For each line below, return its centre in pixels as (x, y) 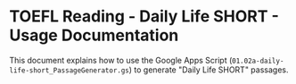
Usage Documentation (94, 35)
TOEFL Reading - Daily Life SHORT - (144, 17)
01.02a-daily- (258, 61)
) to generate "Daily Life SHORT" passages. (209, 70)
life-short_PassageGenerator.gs (69, 70)
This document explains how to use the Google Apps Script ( (121, 60)
